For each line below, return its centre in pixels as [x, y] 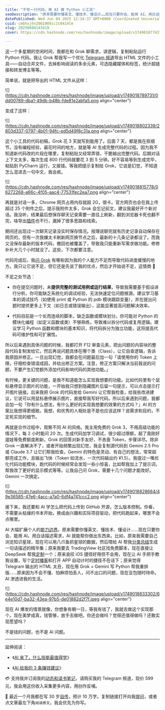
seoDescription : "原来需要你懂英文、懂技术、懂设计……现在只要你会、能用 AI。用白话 [82, 14]
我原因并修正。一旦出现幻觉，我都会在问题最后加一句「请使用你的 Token [79, 357]
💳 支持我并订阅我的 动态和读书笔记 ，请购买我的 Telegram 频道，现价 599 [79, 678]
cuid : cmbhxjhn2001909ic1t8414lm [39, 23]
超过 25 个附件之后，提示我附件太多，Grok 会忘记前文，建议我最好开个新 [79, 208]
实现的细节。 [27, 417]
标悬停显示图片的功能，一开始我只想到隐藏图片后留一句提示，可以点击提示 [80, 386]
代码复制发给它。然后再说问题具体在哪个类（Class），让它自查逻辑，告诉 [82, 351]
